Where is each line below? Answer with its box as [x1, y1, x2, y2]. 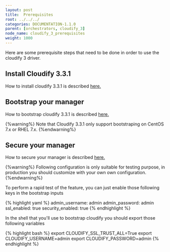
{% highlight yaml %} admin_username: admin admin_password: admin [5, 200, 154, 206]
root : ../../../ [5, 17, 40, 22]
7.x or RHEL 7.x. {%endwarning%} [5, 126, 76, 132]
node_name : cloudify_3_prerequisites [5, 31, 85, 36]
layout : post [5, 7, 33, 13]
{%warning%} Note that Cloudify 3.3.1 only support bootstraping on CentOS [5, 121, 164, 127]
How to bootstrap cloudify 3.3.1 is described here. [5, 111, 109, 117]
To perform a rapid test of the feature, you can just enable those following [5, 185, 160, 191]
